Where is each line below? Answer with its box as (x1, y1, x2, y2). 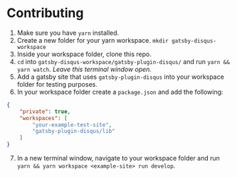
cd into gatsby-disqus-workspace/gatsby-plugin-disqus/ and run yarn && (16, 57, 231, 65)
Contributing (6, 5, 84, 21)
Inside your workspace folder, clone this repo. (16, 50, 152, 58)
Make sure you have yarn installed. (16, 28, 120, 37)
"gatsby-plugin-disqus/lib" (32, 128, 115, 135)
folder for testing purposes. (16, 80, 98, 88)
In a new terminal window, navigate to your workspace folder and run (16, 154, 220, 163)
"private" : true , (19, 108, 71, 115)
